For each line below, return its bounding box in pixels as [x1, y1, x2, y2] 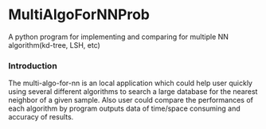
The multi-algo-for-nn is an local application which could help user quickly [8, 78, 253, 88]
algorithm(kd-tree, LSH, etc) [8, 40, 101, 49]
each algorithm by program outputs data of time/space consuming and [8, 104, 241, 113]
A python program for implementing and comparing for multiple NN [8, 32, 229, 41]
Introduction [8, 60, 57, 71]
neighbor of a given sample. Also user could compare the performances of [8, 96, 253, 105]
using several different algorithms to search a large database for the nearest [8, 87, 258, 96]
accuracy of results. [8, 112, 74, 122]
